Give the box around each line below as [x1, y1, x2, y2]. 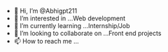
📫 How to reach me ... [13, 37, 79, 45]
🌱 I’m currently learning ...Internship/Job [13, 22, 131, 30]
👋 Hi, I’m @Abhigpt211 [13, 7, 78, 15]
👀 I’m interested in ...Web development [13, 14, 126, 22]
